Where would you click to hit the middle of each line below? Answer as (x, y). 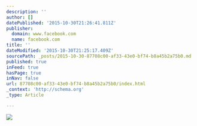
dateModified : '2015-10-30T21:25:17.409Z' (60, 51)
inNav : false (22, 78)
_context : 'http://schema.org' (45, 90)
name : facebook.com (36, 39)
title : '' (19, 45)
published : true (26, 62)
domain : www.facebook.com (44, 34)
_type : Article (25, 95)
